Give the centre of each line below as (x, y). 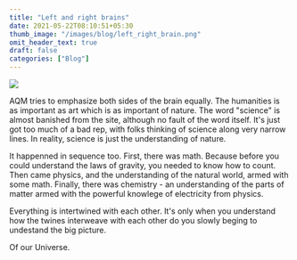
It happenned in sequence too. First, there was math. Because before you (144, 156)
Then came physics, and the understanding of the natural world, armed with (149, 175)
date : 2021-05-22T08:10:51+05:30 (71, 26)
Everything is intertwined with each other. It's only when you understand (143, 211)
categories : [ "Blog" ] (49, 59)
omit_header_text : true (54, 42)
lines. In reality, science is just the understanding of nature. (118, 138)
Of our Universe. (40, 247)
